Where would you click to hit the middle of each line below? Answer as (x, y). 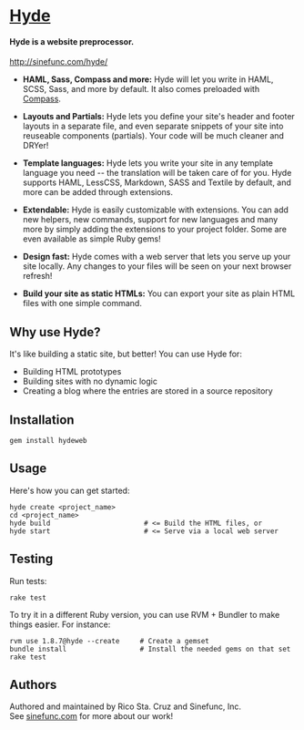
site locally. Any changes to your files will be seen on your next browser (157, 266)
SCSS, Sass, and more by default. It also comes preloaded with (141, 89)
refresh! (37, 276)
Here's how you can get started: (70, 490)
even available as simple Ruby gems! (91, 239)
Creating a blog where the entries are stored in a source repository (147, 391)
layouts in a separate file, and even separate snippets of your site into (153, 126)
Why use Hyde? (56, 332)
